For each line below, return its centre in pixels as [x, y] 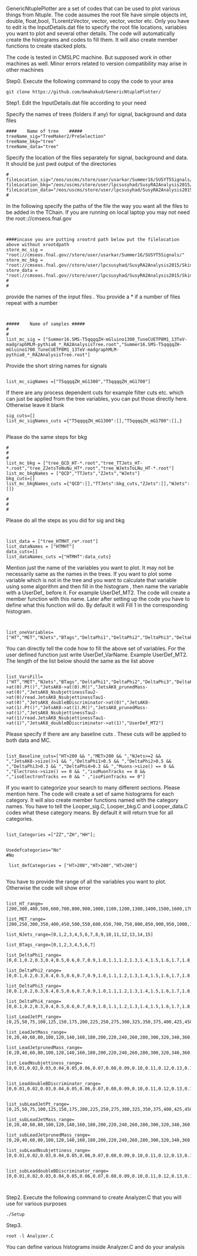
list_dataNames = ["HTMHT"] [40, 546]
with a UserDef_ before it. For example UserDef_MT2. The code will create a [98, 592]
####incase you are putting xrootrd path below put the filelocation [93, 240]
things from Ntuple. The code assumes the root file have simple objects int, [97, 15]
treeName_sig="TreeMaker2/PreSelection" [56, 136]
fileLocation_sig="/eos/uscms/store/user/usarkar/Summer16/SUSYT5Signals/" [101, 180]
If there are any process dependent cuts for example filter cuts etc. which [95, 392]
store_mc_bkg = [25, 260]
